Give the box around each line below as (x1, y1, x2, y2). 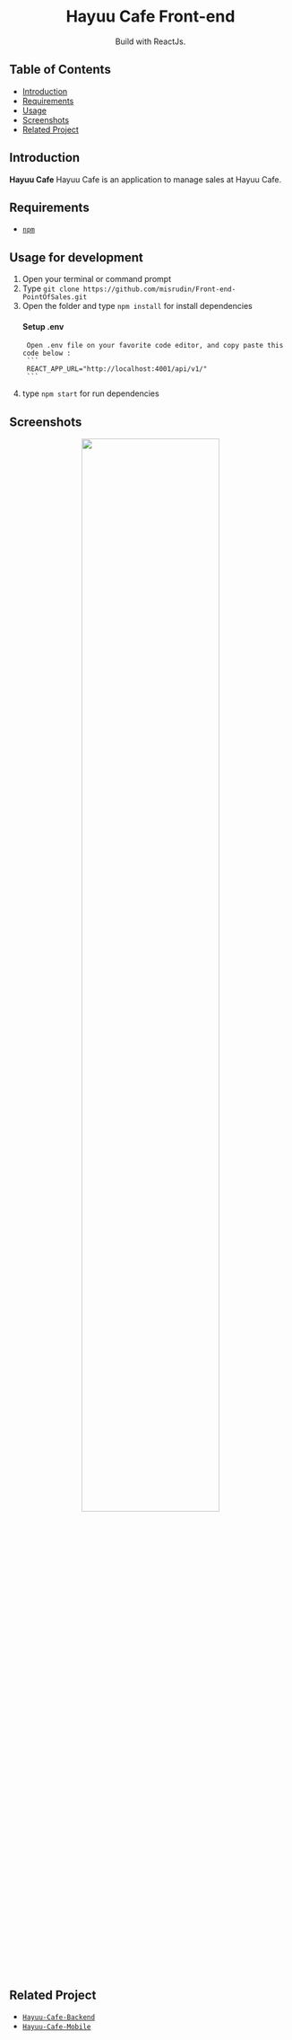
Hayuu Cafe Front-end (65, 6, 236, 27)
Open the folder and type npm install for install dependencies (21, 301, 253, 312)
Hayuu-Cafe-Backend (21, 2013, 96, 2022)
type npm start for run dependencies (21, 388, 159, 399)
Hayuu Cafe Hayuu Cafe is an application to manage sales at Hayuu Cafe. (9, 173, 282, 185)
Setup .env (21, 321, 64, 331)
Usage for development (9, 250, 143, 265)
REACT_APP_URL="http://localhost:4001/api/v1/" (26, 365, 208, 374)
